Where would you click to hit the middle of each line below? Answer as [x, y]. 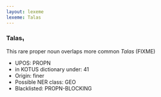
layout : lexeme [25, 12]
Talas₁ [15, 38]
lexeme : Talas [24, 17]
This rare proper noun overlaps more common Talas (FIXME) [81, 51]
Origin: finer [30, 75]
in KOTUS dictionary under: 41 [52, 69]
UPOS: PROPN [32, 63]
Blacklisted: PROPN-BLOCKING [53, 88]
